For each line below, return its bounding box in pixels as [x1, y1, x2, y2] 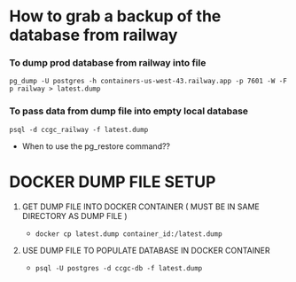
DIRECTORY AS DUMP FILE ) [21, 210, 128, 221]
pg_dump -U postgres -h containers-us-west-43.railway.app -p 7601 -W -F [9, 77, 288, 86]
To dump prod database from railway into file [9, 57, 206, 69]
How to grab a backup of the [9, 6, 222, 27]
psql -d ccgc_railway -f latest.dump [9, 125, 149, 134]
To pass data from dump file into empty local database [9, 105, 249, 117]
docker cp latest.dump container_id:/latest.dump [35, 229, 223, 239]
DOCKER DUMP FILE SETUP [9, 171, 216, 192]
